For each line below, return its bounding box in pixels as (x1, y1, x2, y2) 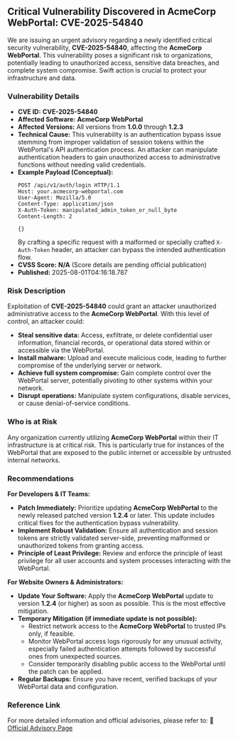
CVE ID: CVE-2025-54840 (17, 108, 98, 116)
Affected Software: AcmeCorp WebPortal (17, 115, 144, 124)
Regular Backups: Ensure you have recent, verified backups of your (17, 675, 218, 683)
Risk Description (7, 286, 66, 296)
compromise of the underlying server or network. (17, 361, 162, 369)
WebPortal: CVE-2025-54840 (7, 17, 144, 29)
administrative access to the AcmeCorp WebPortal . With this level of (7, 310, 210, 318)
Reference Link (7, 700, 60, 710)
